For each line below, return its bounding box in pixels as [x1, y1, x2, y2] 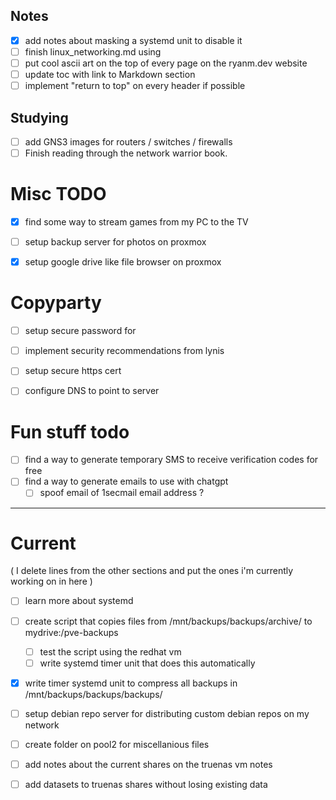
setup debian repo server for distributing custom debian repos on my [24, 707, 310, 719]
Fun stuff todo [10, 420, 130, 443]
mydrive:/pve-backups [24, 626, 119, 638]
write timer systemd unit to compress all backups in [24, 677, 238, 689]
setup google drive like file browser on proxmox [24, 256, 222, 268]
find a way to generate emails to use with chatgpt [24, 475, 229, 488]
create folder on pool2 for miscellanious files [24, 738, 210, 750]
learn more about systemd [24, 595, 134, 607]
